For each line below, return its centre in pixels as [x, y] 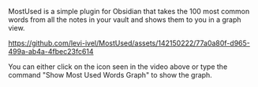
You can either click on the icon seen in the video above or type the [118, 67]
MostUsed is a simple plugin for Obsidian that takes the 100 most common [129, 11]
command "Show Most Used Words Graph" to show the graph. [110, 75]
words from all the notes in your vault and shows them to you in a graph [125, 20]
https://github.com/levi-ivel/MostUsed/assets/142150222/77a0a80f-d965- [129, 43]
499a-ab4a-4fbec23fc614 [51, 51]
